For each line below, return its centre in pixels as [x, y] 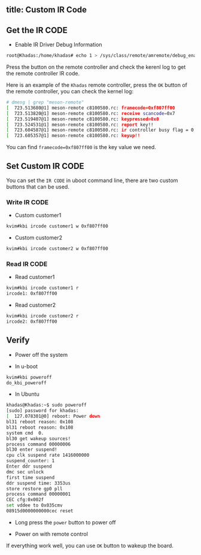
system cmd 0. [25, 433]
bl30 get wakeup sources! [38, 439]
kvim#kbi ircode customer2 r [42, 316]
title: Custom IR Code [47, 10]
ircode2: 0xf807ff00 [32, 322]
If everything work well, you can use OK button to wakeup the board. [90, 545]
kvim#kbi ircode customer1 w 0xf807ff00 [57, 226]
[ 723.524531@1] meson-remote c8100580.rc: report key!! [80, 125]
